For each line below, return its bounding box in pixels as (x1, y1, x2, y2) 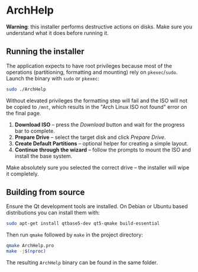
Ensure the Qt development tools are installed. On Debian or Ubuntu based (6, 203, 188, 210)
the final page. (6, 109, 41, 116)
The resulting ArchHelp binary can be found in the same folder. (6, 259, 158, 266)
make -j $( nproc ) (6, 248, 46, 254)
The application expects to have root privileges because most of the (6, 62, 173, 69)
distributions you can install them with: (6, 209, 100, 216)
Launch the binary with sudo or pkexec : (6, 75, 99, 82)
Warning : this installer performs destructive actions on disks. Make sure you (6, 23, 193, 30)
